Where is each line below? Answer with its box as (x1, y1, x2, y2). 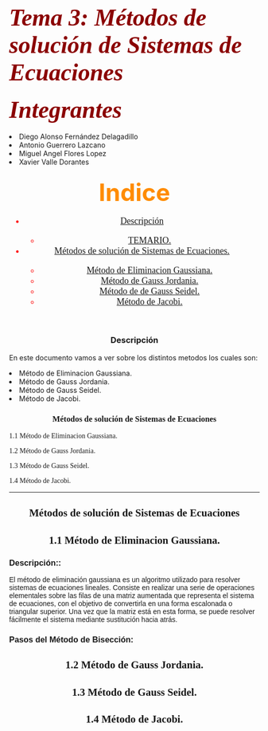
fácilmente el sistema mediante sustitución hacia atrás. (9, 615, 178, 624)
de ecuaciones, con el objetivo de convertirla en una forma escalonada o (9, 599, 233, 608)
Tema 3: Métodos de (9, 4, 207, 31)
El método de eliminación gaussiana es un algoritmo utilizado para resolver (9, 576, 241, 584)
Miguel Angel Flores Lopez (19, 149, 107, 159)
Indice (99, 177, 170, 208)
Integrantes (9, 96, 122, 123)
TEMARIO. (127, 235, 172, 246)
